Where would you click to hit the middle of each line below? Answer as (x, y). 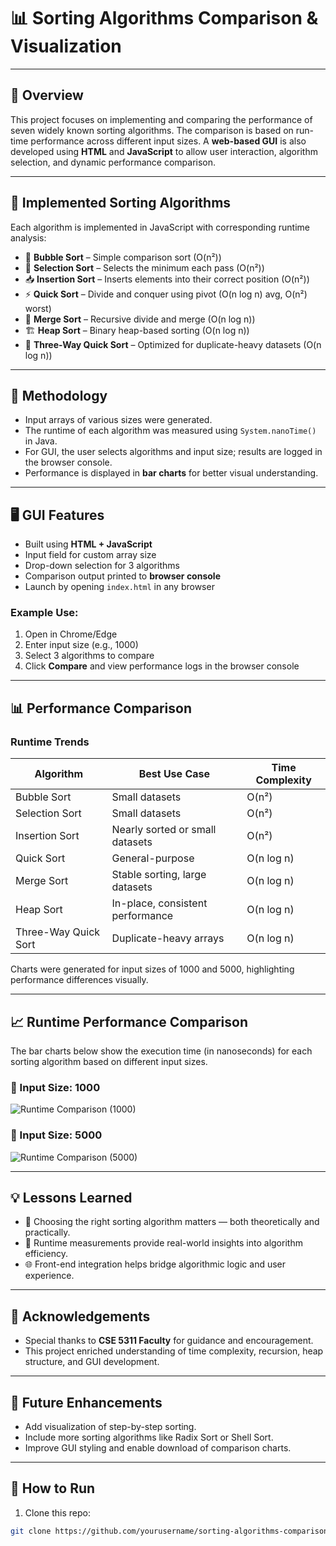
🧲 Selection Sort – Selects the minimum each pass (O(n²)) (144, 267)
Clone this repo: (57, 1512)
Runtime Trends (50, 742)
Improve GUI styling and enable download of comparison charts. (158, 1448)
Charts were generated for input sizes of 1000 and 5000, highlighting (152, 969)
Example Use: (44, 613)
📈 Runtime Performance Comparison (129, 1021)
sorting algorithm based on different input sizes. (109, 1061)
